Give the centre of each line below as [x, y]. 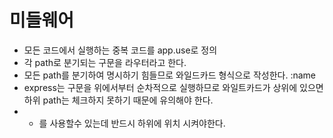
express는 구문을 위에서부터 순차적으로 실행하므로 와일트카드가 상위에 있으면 [173, 87]
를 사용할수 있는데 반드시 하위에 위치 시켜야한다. [132, 123]
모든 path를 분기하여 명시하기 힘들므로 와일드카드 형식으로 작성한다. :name [169, 75]
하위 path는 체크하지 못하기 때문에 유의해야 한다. [118, 100]
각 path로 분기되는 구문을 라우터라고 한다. [105, 62]
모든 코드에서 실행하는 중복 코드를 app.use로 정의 [120, 50]
